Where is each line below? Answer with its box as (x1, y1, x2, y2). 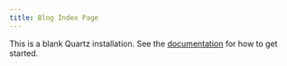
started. (9, 47, 39, 59)
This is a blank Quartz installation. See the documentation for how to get (9, 38, 278, 49)
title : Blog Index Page (9, 13, 99, 23)
